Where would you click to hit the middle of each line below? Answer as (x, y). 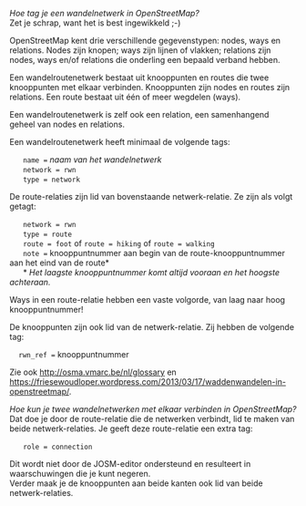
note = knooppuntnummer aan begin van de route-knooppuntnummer (153, 253)
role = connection (57, 447)
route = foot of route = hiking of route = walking (119, 243)
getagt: (23, 206)
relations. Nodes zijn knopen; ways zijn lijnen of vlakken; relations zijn (140, 50)
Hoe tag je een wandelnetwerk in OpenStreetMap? (105, 13)
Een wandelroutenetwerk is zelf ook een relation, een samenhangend (139, 114)
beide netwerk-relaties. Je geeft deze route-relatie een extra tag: (131, 429)
